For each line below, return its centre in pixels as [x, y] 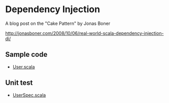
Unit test [19, 83]
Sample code [26, 55]
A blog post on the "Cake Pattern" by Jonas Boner [58, 23]
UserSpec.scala [29, 95]
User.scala [24, 66]
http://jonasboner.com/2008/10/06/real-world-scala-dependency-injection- [84, 33]
